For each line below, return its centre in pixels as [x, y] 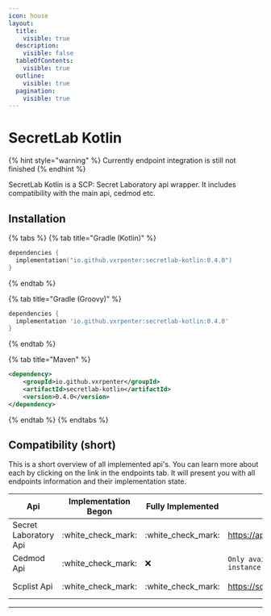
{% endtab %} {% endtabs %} [58, 419]
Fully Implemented [183, 506]
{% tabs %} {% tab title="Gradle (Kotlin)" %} [83, 238]
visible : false [48, 53]
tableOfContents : [45, 61]
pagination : [36, 91]
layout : [21, 23]
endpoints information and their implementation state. [98, 481]
